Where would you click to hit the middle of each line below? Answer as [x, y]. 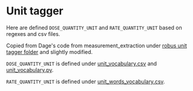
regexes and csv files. [33, 34]
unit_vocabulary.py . [30, 69]
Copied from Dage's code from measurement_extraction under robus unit [96, 45]
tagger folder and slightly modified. [50, 51]
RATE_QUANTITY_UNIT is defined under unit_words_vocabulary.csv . [86, 81]
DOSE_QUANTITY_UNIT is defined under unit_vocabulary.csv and [82, 63]
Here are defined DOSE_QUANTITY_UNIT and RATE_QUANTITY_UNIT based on [94, 28]
